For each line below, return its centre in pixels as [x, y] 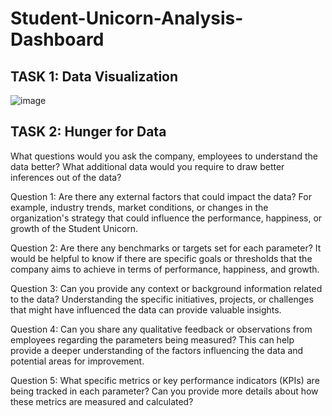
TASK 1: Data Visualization [94, 76]
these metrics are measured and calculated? [102, 401]
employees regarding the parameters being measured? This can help [152, 339]
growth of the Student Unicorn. [74, 228]
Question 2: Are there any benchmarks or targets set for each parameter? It [166, 248]
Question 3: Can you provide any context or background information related [166, 288]
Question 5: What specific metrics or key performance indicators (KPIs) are [165, 380]
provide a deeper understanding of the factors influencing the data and [157, 350]
